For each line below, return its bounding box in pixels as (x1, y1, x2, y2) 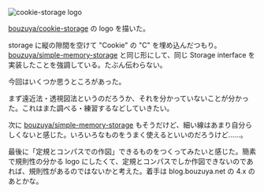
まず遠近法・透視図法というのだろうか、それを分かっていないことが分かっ (8, 94, 250, 102)
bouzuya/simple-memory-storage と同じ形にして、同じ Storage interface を (8, 50, 256, 59)
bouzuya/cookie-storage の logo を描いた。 (8, 24, 151, 33)
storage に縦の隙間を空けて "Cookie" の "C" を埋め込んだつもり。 (8, 40, 221, 50)
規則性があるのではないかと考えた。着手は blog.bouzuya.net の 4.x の (28, 166, 255, 176)
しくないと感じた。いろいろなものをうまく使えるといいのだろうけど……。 (8, 130, 247, 139)
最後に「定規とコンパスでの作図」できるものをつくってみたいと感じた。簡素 (8, 147, 257, 156)
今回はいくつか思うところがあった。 (8, 77, 126, 86)
